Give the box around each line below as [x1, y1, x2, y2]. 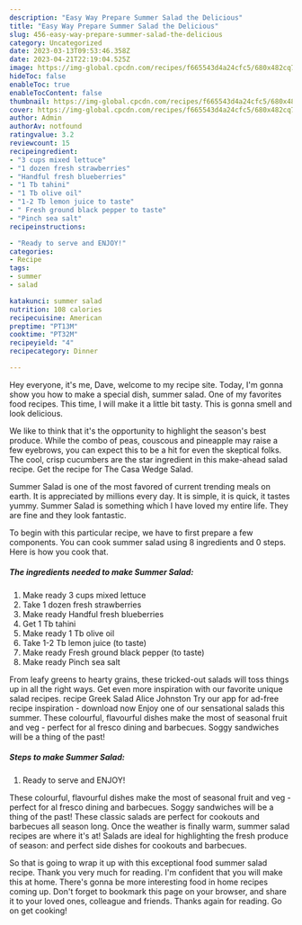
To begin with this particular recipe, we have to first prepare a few [9, 527, 253, 538]
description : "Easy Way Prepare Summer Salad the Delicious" [9, 13, 244, 22]
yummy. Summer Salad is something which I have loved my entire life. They [9, 500, 289, 511]
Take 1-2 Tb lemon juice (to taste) [22, 637, 147, 648]
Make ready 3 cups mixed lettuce [22, 589, 147, 600]
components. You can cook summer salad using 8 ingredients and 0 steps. [9, 536, 286, 547]
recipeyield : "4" [9, 338, 75, 347]
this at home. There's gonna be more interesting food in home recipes [9, 876, 268, 887]
